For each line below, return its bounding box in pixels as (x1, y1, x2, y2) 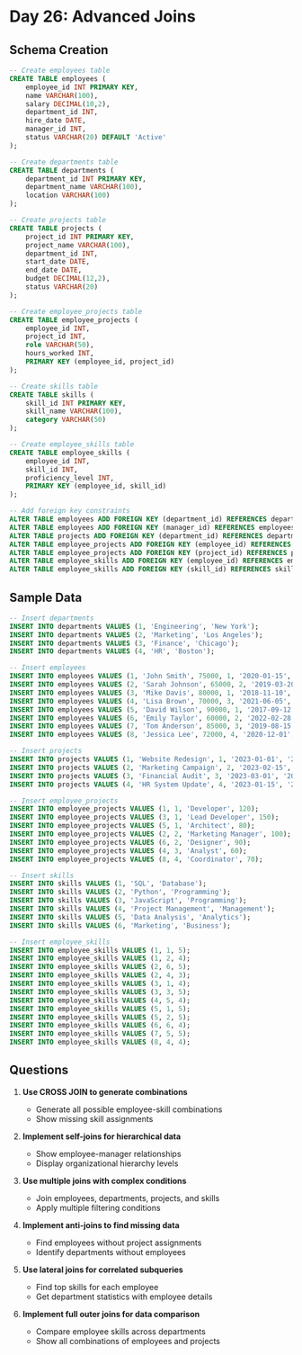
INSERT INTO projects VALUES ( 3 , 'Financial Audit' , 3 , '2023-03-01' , (9, 771, 280, 780)
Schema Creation (9, 42, 109, 58)
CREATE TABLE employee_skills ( (9, 448, 130, 457)
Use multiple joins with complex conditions (22, 1175, 187, 1186)
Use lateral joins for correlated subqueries (22, 1264, 184, 1275)
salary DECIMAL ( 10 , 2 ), (25, 99, 111, 109)
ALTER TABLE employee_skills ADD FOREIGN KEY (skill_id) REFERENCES (9, 565, 271, 574)
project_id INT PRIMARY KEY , (25, 232, 135, 241)
